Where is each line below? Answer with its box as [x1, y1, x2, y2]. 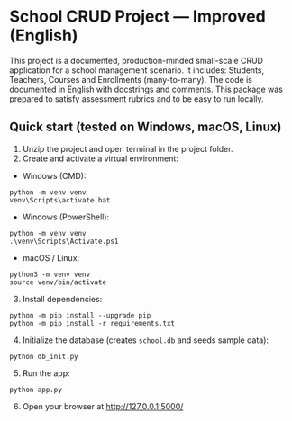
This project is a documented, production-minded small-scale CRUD [9, 55, 264, 66]
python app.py [9, 385, 63, 394]
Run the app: [22, 367, 70, 379]
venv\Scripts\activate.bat [9, 195, 111, 204]
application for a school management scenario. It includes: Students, [9, 65, 264, 76]
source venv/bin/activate [9, 277, 106, 287]
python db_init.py [9, 352, 78, 361]
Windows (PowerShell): [22, 211, 110, 222]
